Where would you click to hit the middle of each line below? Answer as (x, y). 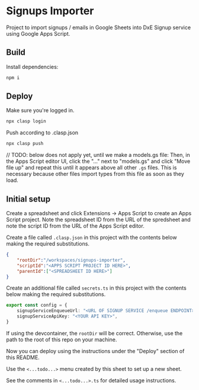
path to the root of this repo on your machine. (62, 339)
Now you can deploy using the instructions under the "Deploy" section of (95, 351)
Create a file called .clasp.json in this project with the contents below (92, 237)
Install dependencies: (32, 67)
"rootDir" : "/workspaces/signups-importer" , (71, 260)
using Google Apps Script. (38, 33)
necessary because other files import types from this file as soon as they (95, 174)
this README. (23, 357)
